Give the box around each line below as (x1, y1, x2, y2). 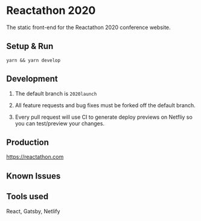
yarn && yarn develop (6, 57, 61, 64)
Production (6, 137, 49, 147)
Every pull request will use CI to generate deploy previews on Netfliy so (14, 113, 193, 120)
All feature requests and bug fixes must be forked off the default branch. (14, 101, 196, 109)
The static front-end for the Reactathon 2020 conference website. (6, 24, 171, 31)
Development (6, 74, 59, 84)
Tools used (6, 191, 49, 202)
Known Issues (6, 171, 61, 181)
